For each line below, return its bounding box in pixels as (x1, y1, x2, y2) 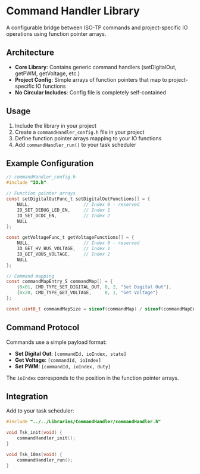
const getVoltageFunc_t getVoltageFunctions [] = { (6, 235, 135, 241)
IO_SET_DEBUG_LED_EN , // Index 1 (17, 207, 111, 213)
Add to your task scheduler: (6, 407, 74, 414)
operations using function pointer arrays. (6, 30, 107, 37)
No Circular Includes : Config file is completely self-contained (14, 88, 167, 96)
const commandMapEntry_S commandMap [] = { (6, 279, 113, 285)
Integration (6, 391, 49, 401)
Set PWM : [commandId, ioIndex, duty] (14, 362, 111, 370)
